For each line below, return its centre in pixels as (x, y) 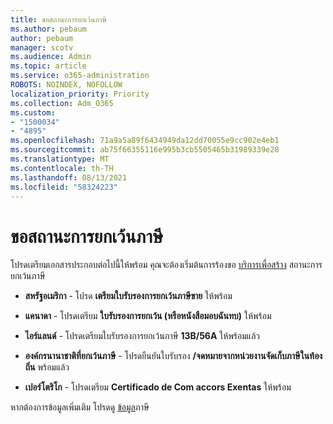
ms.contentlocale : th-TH (62, 168)
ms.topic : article (48, 66)
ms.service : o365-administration (80, 76)
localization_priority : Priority (80, 94)
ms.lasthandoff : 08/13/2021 (69, 177)
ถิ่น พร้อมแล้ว (47, 367)
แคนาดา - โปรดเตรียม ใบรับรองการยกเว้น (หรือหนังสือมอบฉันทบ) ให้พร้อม (148, 316)
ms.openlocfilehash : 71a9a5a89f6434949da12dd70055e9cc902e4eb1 (145, 141)
